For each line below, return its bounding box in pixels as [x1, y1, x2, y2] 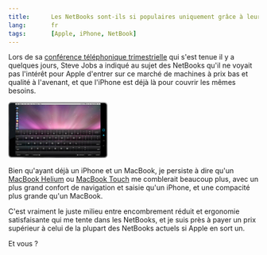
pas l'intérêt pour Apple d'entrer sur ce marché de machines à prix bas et [8, 69, 249, 79]
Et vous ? [8, 239, 38, 249]
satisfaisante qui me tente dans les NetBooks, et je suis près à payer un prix [8, 215, 257, 225]
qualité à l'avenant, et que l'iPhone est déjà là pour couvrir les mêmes [8, 78, 236, 87]
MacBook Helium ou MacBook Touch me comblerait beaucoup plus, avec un [8, 175, 259, 184]
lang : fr [8, 21, 59, 29]
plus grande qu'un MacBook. [8, 191, 103, 201]
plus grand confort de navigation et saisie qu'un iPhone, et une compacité [8, 183, 250, 192]
